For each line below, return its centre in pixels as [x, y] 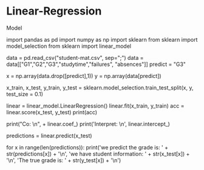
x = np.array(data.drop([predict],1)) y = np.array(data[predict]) [84, 76]
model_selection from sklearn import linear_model [69, 46]
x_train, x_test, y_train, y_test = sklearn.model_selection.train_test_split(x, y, [100, 87]
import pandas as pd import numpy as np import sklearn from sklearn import [102, 39]
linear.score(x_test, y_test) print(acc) [52, 112]
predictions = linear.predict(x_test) [49, 136]
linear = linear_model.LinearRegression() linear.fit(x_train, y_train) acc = [95, 106]
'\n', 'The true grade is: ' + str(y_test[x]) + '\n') [64, 160]
